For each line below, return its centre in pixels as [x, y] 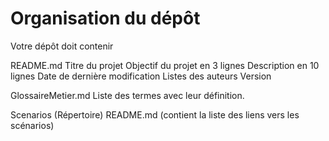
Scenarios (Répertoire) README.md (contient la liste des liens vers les [155, 114]
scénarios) [32, 125]
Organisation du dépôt [105, 18]
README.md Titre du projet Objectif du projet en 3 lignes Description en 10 [165, 65]
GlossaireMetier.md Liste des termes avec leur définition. [127, 95]
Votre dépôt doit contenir [62, 46]
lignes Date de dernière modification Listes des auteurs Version [141, 76]
